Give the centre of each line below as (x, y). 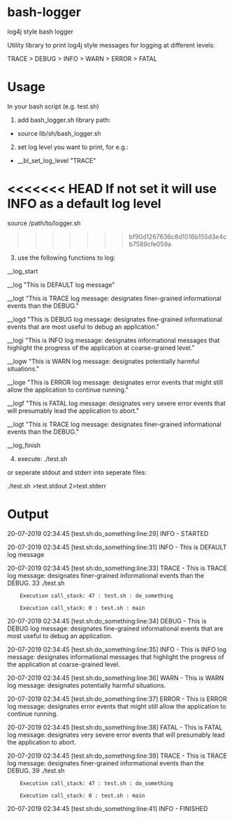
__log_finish (24, 445)
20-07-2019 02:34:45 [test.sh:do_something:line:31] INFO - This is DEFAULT (117, 547)
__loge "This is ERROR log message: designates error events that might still (115, 382)
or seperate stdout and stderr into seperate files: (77, 472)
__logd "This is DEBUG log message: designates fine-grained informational (115, 319)
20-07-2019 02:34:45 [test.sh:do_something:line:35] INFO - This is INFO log (117, 649)
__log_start (23, 271)
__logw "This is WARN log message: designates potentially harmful (103, 361)
